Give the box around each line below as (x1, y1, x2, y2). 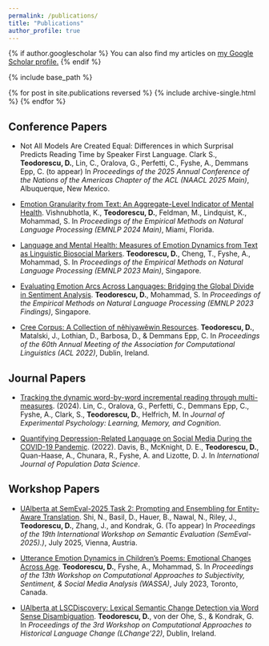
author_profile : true (8, 26, 81, 34)
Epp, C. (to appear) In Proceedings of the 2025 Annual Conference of (19, 167, 250, 176)
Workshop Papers (8, 482, 100, 496)
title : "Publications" (8, 19, 84, 27)
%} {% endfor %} (8, 97, 66, 107)
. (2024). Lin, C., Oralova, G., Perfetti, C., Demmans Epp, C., (52, 402, 250, 410)
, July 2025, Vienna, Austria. (44, 538, 138, 547)
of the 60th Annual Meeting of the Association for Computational (19, 340, 235, 349)
